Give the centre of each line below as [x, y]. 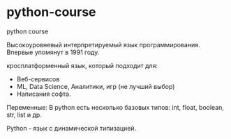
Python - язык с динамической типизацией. [72, 128]
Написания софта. [44, 94]
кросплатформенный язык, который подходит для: [82, 65]
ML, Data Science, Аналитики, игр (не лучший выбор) [96, 86]
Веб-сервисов [38, 79]
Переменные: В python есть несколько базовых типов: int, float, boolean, [115, 107]
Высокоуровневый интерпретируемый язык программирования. [103, 44]
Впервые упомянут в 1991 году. [53, 52]
